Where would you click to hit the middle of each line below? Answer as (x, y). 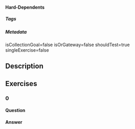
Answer (14, 122)
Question (15, 111)
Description (24, 66)
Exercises (21, 84)
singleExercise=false (27, 50)
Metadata (16, 32)
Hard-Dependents (25, 7)
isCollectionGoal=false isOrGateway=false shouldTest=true (67, 45)
